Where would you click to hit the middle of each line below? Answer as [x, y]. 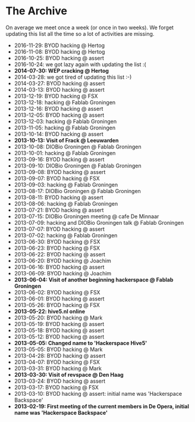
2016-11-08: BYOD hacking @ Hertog [59, 51]
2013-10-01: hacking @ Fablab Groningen [65, 153]
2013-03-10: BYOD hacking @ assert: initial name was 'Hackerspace [98, 393]
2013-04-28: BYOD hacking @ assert [60, 355]
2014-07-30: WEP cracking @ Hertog [62, 70]
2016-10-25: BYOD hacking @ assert [59, 58]
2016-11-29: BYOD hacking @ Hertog [59, 45]
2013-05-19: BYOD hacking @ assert [59, 324]
